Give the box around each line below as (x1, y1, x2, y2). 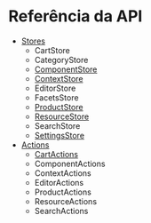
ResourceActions (34, 195, 98, 206)
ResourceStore (34, 111, 90, 122)
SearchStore (34, 120, 81, 131)
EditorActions (34, 177, 84, 187)
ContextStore (34, 73, 83, 84)
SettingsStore (34, 130, 85, 140)
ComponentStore (34, 64, 98, 75)
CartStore (34, 44, 70, 55)
